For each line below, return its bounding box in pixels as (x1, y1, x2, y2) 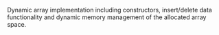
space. (7, 21, 27, 28)
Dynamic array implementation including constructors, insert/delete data (7, 6, 213, 14)
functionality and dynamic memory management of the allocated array (7, 13, 207, 21)
